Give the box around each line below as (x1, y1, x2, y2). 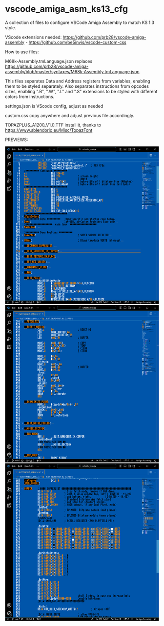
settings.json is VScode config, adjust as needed (5, 103, 103, 109)
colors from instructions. (5, 94, 55, 100)
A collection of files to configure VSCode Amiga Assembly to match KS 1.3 (5, 20, 155, 25)
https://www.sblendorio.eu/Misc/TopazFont (5, 127, 93, 133)
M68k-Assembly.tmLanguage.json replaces (5, 58, 93, 64)
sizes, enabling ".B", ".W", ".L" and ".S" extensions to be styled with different (5, 88, 158, 94)
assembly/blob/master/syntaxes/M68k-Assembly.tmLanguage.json (5, 68, 140, 74)
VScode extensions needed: (5, 34, 62, 40)
